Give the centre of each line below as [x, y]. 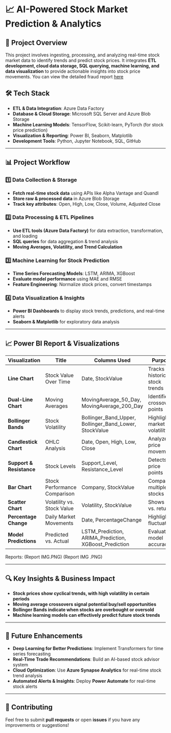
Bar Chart [20, 487]
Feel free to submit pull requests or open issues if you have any [73, 720]
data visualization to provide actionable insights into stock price [73, 71]
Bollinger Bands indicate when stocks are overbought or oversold [83, 610]
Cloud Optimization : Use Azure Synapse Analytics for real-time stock [87, 670]
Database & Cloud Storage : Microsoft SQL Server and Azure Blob [82, 114]
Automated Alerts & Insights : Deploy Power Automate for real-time [84, 681]
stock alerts [25, 686]
